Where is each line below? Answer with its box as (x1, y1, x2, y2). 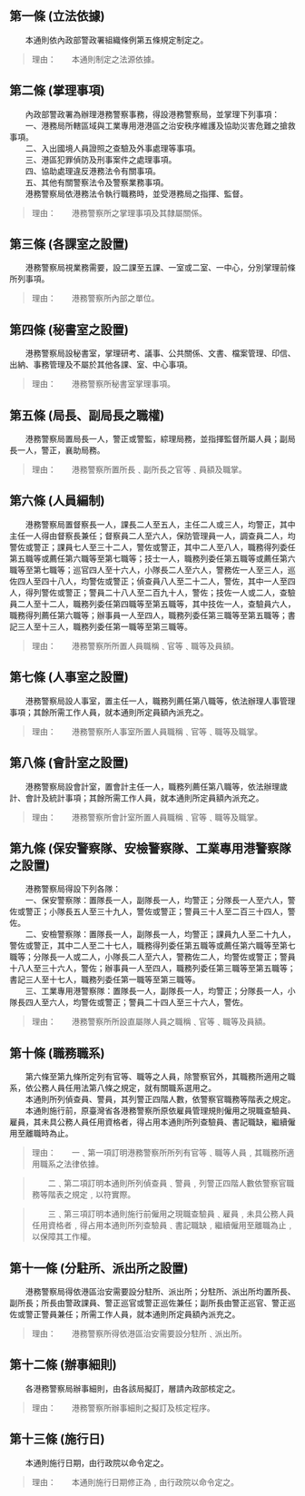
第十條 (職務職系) (9, 1045, 105, 1060)
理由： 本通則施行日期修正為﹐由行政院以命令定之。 (31, 1476, 239, 1487)
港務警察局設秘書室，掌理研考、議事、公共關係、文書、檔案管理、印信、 (25, 348, 296, 359)
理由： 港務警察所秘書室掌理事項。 (31, 379, 175, 389)
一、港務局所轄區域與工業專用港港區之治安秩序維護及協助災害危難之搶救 (25, 120, 296, 131)
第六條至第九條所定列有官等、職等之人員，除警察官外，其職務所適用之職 (25, 1071, 296, 1082)
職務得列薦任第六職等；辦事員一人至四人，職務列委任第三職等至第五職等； (9, 609, 288, 620)
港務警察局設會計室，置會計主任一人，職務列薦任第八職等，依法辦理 (25, 781, 280, 792)
